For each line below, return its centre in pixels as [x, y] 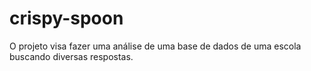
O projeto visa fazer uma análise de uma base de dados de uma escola [155, 46]
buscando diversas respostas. [71, 56]
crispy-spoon [66, 18]
